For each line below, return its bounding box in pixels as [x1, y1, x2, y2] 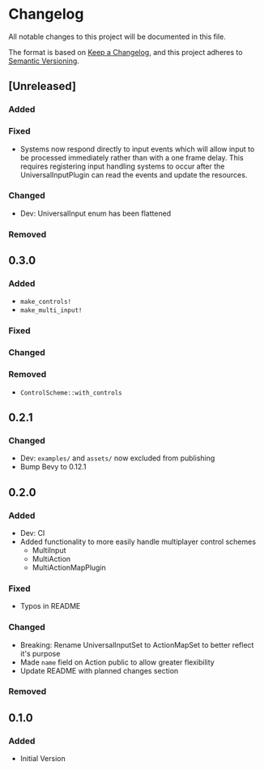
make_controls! [19, 297, 72, 306]
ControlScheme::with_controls [19, 388, 123, 397]
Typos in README [19, 601, 81, 611]
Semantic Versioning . [8, 56, 79, 66]
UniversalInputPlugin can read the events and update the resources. [19, 169, 248, 179]
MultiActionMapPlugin [32, 563, 107, 572]
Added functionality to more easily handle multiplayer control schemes [19, 537, 257, 546]
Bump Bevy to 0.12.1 [19, 462, 87, 472]
